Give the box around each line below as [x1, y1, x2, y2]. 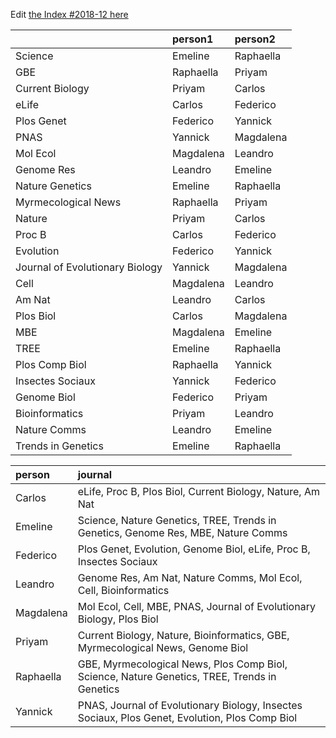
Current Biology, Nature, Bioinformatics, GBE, [77, 629, 290, 642]
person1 [172, 32, 214, 46]
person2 [234, 32, 276, 46]
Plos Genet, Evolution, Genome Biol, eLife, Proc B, [77, 542, 311, 556]
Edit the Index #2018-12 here [10, 9, 129, 20]
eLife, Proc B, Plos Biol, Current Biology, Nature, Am [77, 485, 320, 498]
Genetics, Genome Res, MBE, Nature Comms [77, 526, 288, 539]
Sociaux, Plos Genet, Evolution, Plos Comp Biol [77, 711, 298, 724]
